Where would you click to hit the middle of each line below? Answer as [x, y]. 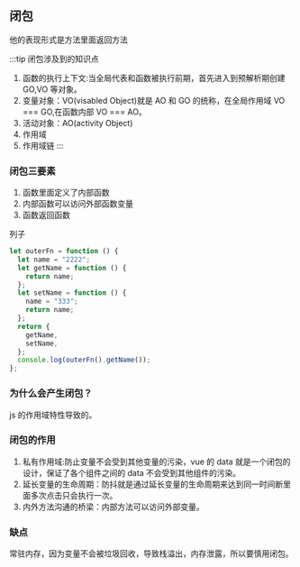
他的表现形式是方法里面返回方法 [68, 40]
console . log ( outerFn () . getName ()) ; [84, 360]
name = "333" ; [52, 302]
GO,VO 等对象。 [52, 89]
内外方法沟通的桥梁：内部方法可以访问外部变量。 [113, 507]
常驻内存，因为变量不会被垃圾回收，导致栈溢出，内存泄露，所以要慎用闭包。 [151, 553]
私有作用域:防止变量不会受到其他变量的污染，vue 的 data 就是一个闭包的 [156, 462]
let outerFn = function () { [64, 251]
